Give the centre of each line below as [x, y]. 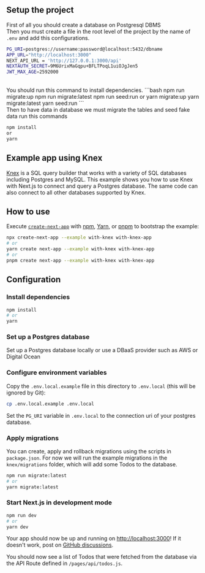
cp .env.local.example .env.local [50, 404]
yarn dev [17, 527]
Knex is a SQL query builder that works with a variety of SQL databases [96, 173]
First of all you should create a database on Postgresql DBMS [84, 25]
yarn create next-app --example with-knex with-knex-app [80, 249]
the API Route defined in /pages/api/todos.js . [65, 563]
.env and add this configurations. [48, 38]
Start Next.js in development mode [59, 502]
